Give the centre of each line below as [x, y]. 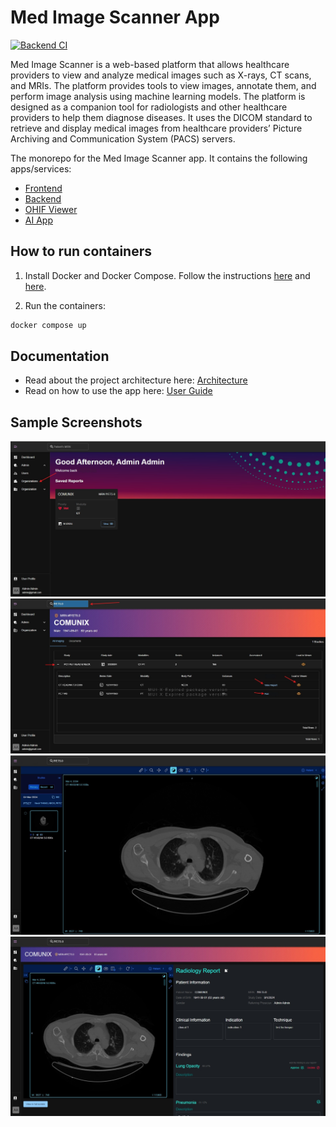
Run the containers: [65, 305]
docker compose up [48, 325]
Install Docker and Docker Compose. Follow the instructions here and [167, 275]
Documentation [60, 356]
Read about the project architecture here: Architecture [136, 380]
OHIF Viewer [51, 209]
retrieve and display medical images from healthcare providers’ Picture [156, 128]
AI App [38, 220]
